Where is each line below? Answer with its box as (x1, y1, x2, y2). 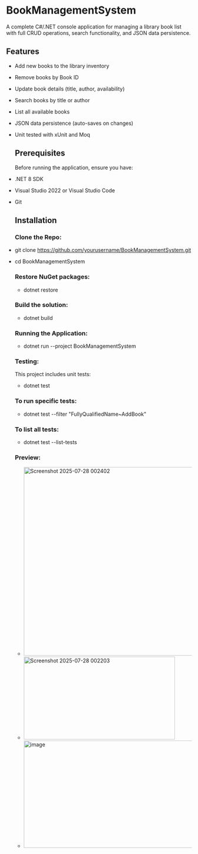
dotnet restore (23, 286, 58, 293)
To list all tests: (14, 425, 59, 434)
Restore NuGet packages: (14, 273, 90, 281)
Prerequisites (14, 148, 65, 158)
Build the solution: (14, 301, 68, 309)
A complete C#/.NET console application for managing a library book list (6, 23, 181, 30)
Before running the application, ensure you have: (14, 164, 134, 171)
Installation (14, 215, 57, 225)
